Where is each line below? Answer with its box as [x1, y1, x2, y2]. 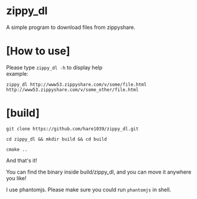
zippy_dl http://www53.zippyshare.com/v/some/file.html [6, 81, 147, 87]
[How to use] [6, 44, 70, 58]
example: [6, 70, 28, 77]
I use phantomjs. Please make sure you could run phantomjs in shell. [6, 186, 172, 193]
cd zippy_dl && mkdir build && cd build [6, 136, 108, 142]
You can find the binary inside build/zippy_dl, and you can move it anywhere [6, 168, 192, 175]
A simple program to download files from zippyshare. [6, 24, 136, 31]
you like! [6, 174, 27, 181]
